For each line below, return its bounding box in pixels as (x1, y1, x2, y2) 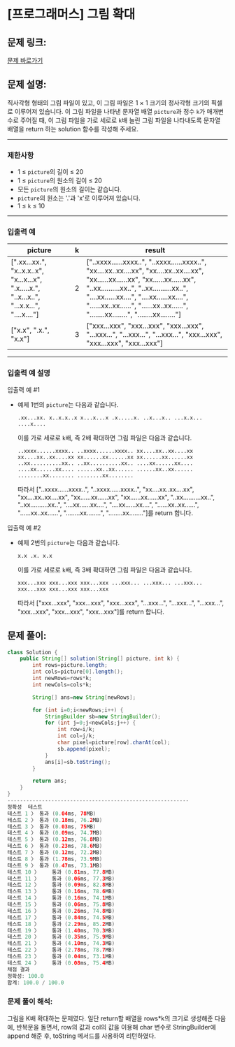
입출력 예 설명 (7, 368, 51, 378)
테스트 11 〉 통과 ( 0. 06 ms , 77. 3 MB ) (7, 875, 115, 882)
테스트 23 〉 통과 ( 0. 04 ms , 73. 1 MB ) (7, 953, 115, 960)
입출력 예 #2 (7, 523, 41, 532)
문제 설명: (7, 78, 47, 91)
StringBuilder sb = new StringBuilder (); (44, 713, 161, 720)
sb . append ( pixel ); (57, 745, 111, 752)
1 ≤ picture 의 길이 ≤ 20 (17, 168, 84, 176)
